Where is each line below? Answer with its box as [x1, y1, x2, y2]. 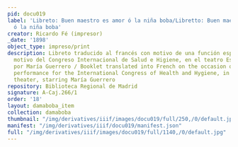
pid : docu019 [7, 10, 46, 18]
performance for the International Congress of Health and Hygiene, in [13, 69, 230, 76]
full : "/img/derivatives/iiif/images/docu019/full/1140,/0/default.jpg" [7, 129, 227, 136]
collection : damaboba [7, 109, 72, 116]
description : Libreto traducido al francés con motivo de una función [7, 50, 220, 57]
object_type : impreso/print [7, 43, 91, 50]
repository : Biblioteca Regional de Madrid [7, 83, 138, 90]
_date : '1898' [7, 37, 50, 44]
